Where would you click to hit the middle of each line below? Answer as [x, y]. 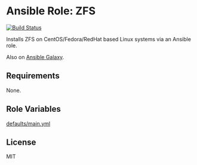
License [21, 142]
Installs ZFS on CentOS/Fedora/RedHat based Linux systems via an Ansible [98, 39]
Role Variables [33, 109]
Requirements [33, 76]
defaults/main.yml [28, 123]
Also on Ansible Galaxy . [35, 57]
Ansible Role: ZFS [51, 11]
